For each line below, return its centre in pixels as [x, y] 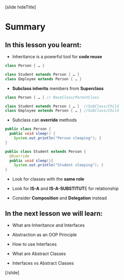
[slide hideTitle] [21, 7]
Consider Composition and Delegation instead [59, 198]
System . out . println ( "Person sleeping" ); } [58, 138]
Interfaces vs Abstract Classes [43, 263]
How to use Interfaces [34, 244]
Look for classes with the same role [48, 179]
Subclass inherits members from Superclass [58, 88]
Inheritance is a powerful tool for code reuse [57, 57]
